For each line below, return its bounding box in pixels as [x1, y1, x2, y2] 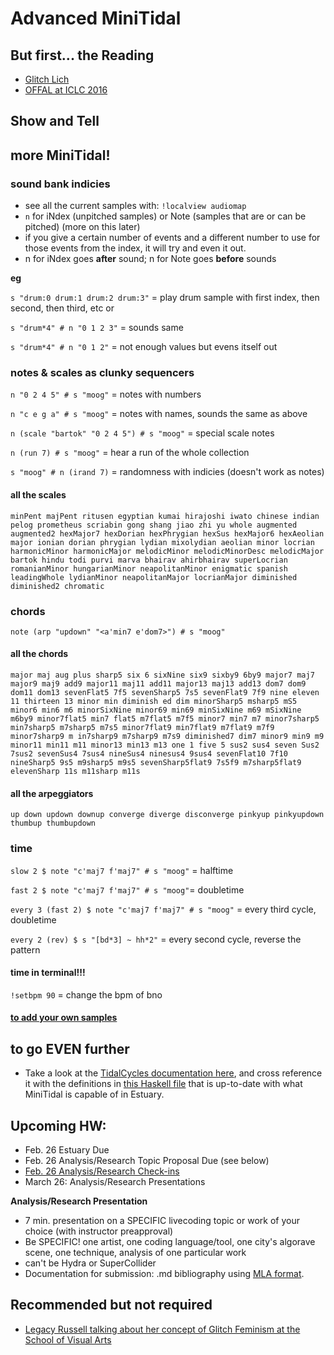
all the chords [10, 648, 69, 660]
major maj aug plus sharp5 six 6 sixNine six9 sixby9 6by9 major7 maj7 [10, 670, 315, 681]
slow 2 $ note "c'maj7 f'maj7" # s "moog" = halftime [10, 864, 234, 876]
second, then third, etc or [10, 302, 115, 314]
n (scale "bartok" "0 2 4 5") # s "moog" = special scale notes [10, 427, 275, 439]
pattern [10, 943, 41, 956]
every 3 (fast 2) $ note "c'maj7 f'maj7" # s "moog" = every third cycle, [10, 903, 317, 915]
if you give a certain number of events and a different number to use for [24, 232, 321, 244]
